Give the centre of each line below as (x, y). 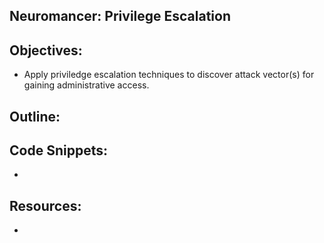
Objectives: (46, 50)
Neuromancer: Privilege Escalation (120, 16)
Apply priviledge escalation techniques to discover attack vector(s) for (169, 75)
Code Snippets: (58, 150)
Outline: (35, 116)
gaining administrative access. (86, 85)
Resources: (45, 205)
